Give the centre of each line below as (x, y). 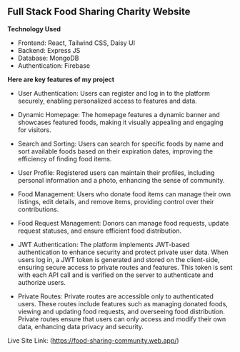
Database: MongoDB (48, 58)
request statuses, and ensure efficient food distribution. (100, 231)
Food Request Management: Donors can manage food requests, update (123, 223)
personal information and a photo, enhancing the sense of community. (121, 180)
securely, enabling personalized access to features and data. (107, 101)
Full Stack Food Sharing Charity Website (99, 12)
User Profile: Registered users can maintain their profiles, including (116, 172)
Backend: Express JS (49, 50)
